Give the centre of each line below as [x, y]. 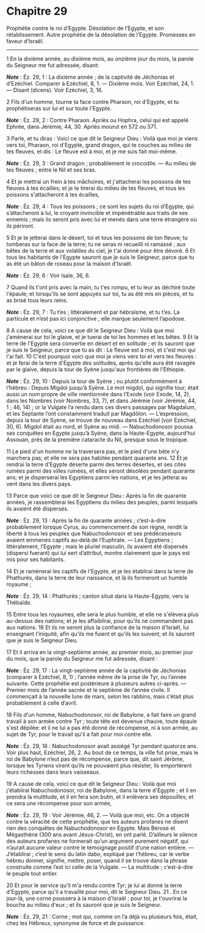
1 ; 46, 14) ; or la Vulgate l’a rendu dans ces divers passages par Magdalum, [101, 407]
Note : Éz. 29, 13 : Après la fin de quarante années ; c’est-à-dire [86, 520]
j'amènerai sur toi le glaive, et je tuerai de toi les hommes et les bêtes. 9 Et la [103, 336]
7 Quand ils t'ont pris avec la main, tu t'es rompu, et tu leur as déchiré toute [101, 287]
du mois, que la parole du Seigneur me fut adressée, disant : [82, 658]
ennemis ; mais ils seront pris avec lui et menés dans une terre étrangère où [102, 219]
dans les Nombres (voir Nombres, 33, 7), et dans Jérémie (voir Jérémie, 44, [101, 401]
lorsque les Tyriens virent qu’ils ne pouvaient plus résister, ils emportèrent [99, 765]
